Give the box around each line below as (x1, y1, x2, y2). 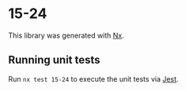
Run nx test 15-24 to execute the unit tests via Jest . (8, 74, 179, 83)
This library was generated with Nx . (8, 31, 124, 40)
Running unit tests (8, 53, 101, 67)
